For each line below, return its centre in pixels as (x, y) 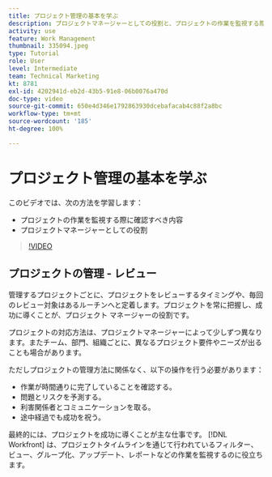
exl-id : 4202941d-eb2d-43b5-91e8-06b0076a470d (88, 91)
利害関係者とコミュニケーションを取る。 (87, 407)
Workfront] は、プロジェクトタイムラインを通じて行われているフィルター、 (133, 444)
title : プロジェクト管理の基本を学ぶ (64, 16)
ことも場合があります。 (47, 352)
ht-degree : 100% (36, 129)
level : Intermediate (43, 69)
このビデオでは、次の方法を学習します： (76, 202)
